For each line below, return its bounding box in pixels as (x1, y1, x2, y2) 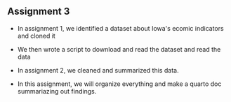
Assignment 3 (7, 6, 70, 17)
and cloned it (17, 31, 56, 40)
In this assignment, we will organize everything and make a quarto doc (17, 80, 222, 88)
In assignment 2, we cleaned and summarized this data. (17, 66, 179, 74)
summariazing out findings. (17, 87, 97, 95)
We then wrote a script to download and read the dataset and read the (17, 45, 221, 53)
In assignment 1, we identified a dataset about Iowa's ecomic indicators (17, 24, 224, 32)
